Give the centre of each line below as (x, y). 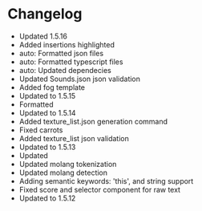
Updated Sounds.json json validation (80, 79)
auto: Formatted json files (61, 53)
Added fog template (52, 87)
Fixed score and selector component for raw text (100, 189)
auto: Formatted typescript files (71, 62)
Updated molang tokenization (68, 164)
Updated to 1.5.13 (47, 147)
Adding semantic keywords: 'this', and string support (106, 181)
